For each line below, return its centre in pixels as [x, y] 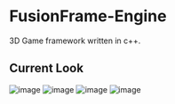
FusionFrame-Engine [88, 16]
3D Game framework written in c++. [75, 41]
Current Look [47, 68]
